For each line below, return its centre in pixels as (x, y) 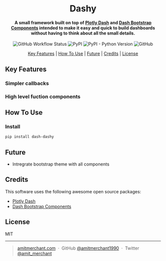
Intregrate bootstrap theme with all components (61, 164)
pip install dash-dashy (30, 137)
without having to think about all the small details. (83, 33)
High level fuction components (43, 96)
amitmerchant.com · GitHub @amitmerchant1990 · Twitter (78, 248)
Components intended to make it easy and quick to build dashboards (83, 28)
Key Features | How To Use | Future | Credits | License (83, 54)
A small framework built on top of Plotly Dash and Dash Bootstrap (83, 22)
